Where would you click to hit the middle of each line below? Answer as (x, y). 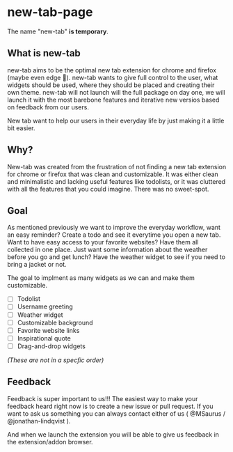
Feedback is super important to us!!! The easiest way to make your (103, 398)
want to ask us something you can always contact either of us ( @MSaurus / (116, 413)
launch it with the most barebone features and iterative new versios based (113, 100)
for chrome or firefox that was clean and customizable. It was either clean (113, 174)
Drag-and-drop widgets (51, 346)
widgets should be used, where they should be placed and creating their (111, 85)
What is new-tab (44, 53)
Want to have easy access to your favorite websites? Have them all (103, 242)
